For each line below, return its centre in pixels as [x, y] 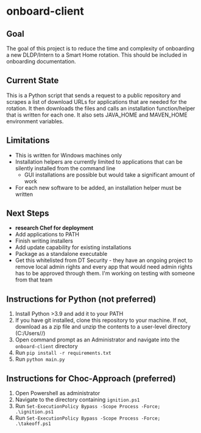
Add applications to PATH [47, 235]
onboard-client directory [46, 346]
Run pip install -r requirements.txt [63, 353]
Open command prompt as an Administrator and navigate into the [97, 340]
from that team [34, 280]
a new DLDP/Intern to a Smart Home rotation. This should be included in [97, 55]
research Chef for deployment [54, 228]
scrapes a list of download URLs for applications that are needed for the [97, 101]
